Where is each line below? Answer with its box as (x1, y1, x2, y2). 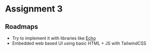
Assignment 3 (5, 3, 63, 14)
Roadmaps (5, 23, 38, 31)
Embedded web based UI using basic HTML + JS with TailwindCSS (12, 40, 147, 46)
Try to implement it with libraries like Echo (12, 35, 96, 41)
